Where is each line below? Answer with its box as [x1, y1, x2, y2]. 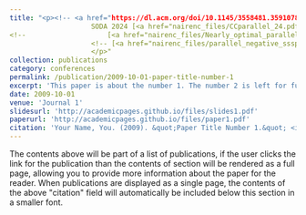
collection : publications [9, 56, 107, 65]
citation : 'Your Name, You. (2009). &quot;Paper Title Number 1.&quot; [9, 124, 287, 133]
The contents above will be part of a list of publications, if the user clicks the [9, 148, 296, 159]
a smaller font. [9, 197, 64, 208]
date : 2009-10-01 [9, 89, 76, 98]
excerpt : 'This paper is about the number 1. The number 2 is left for [9, 81, 287, 90]
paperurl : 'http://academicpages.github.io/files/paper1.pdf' [9, 115, 250, 124]
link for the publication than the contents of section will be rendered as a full [9, 159, 295, 169]
